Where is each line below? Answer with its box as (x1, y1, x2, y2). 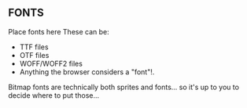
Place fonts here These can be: (8, 27, 110, 36)
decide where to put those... (8, 90, 100, 100)
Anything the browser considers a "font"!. (19, 67, 155, 77)
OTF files (19, 50, 50, 59)
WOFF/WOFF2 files (19, 59, 83, 68)
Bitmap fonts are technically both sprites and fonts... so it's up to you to (8, 82, 240, 92)
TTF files (19, 42, 49, 52)
